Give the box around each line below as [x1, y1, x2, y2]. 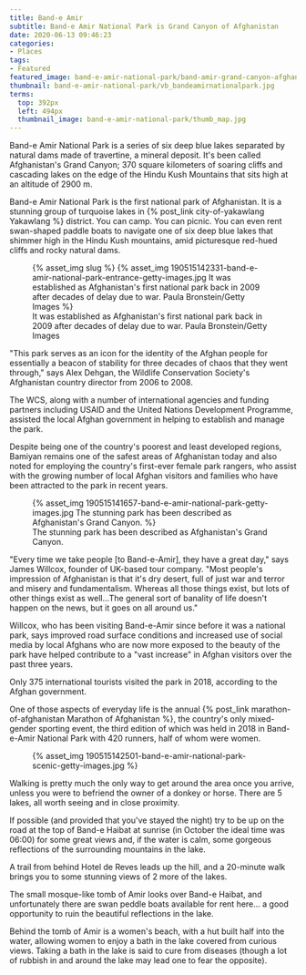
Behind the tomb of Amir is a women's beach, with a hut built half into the [9, 926, 285, 937]
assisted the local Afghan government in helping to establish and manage [9, 414, 285, 425]
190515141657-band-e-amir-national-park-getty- [86, 498, 269, 508]
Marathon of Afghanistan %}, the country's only [66, 713, 247, 724]
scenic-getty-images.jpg [32, 760, 125, 771]
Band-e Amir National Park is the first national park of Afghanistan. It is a [9, 197, 282, 208]
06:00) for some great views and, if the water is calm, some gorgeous [9, 835, 271, 846]
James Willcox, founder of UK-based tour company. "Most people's [9, 564, 263, 575]
